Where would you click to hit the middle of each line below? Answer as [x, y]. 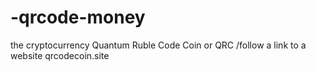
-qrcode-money [78, 17]
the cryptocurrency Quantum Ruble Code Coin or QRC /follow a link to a [158, 45]
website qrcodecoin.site [60, 55]
